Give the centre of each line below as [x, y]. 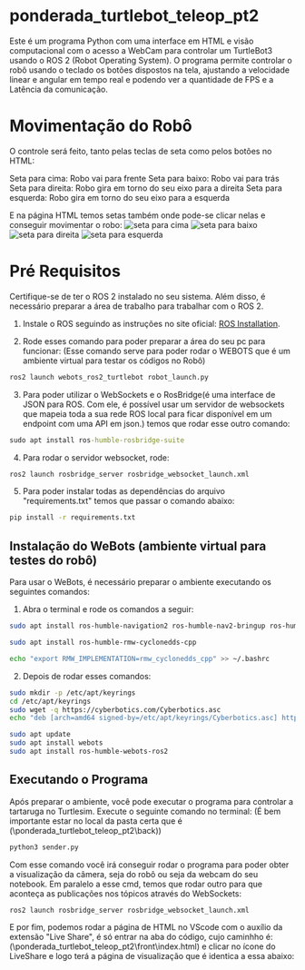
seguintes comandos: [50, 592]
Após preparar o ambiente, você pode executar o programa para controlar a [151, 801]
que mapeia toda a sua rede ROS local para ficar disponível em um [147, 413]
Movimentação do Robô [101, 126]
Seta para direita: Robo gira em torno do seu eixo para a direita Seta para [146, 188]
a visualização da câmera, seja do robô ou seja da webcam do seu [134, 874]
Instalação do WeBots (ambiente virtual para [138, 546]
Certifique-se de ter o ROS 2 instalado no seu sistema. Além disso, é [138, 296]
